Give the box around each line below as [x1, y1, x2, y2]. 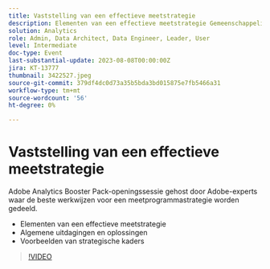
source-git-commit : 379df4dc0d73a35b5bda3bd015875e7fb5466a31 [8, 79, 221, 87]
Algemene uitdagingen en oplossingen [19, 228, 148, 238]
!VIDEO [27, 252, 52, 262]
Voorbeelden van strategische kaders [19, 236, 145, 246]
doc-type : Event [8, 49, 63, 57]
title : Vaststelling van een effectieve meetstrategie [8, 11, 196, 20]
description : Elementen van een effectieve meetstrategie [8, 19, 207, 27]
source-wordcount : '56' [8, 94, 88, 102]
